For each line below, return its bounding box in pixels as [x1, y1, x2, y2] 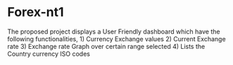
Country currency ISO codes [7, 50, 90, 58]
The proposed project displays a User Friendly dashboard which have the [7, 27, 220, 36]
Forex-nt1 [7, 4, 65, 20]
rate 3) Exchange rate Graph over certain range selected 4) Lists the [7, 42, 206, 50]
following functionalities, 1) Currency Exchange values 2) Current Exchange [7, 34, 227, 43]
